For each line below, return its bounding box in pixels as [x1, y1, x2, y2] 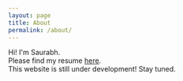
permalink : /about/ [8, 26, 73, 34]
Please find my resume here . [8, 56, 102, 65]
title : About [8, 19, 51, 27]
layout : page [8, 11, 51, 20]
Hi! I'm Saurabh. [8, 48, 61, 57]
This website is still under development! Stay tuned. [8, 64, 176, 74]
